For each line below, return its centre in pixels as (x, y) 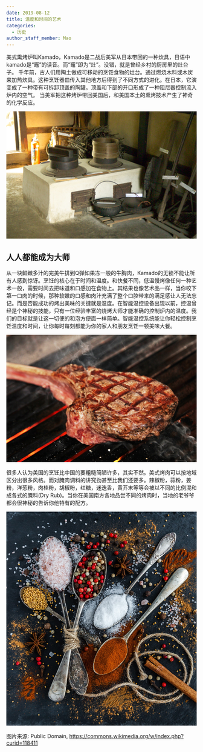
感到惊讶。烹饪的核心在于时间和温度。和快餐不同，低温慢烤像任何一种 (104, 281)
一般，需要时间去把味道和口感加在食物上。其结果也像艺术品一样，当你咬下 (104, 288)
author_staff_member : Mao (39, 38)
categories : (21, 25)
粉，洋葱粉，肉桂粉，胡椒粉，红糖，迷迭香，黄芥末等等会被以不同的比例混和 (101, 487)
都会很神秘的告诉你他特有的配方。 (49, 502)
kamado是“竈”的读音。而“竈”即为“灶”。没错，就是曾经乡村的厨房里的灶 (95, 65)
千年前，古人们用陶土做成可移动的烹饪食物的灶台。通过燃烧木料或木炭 (105, 72)
